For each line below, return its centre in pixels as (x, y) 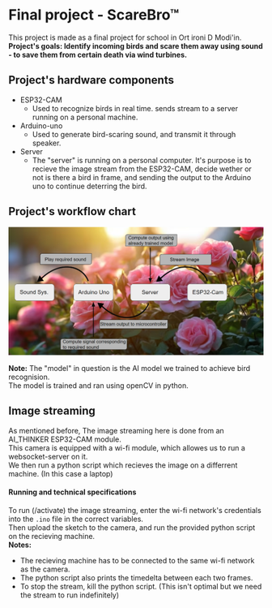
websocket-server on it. (48, 456)
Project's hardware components (91, 80)
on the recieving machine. (52, 537)
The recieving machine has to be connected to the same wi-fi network (137, 561)
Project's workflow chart (72, 211)
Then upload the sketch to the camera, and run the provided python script (132, 528)
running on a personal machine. (85, 117)
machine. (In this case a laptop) (61, 473)
